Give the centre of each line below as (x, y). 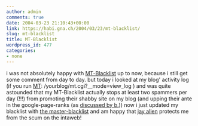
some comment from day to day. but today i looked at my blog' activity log (98, 79)
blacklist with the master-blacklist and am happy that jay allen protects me (98, 111)
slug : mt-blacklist (31, 34)
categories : (21, 51)
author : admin (24, 12)
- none (14, 56)
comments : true (25, 17)
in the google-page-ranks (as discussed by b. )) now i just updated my (92, 105)
